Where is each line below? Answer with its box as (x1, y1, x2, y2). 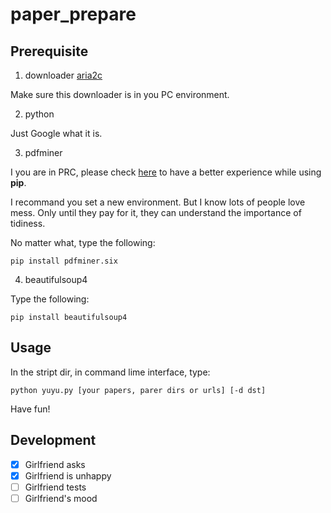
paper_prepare (10, 3, 137, 26)
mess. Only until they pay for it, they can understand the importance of (10, 207, 302, 218)
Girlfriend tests (24, 481, 87, 493)
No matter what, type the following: (10, 237, 156, 248)
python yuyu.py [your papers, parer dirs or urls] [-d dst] (10, 385, 267, 395)
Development (10, 432, 97, 449)
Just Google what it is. (10, 128, 103, 139)
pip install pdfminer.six (10, 256, 118, 266)
